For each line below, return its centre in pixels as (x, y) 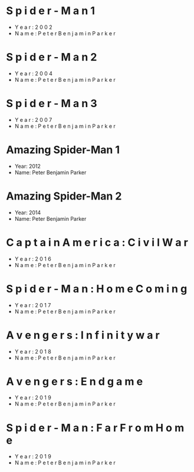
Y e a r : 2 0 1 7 (33, 305)
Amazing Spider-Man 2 (64, 196)
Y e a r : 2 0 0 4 (34, 73)
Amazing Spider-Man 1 (63, 150)
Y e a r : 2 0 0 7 (33, 119)
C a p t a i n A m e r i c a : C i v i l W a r (97, 242)
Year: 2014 (28, 212)
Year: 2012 (28, 166)
